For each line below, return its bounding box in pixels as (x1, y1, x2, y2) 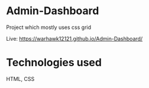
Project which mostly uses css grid (6, 24, 92, 31)
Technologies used (6, 56, 102, 69)
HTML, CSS (6, 75, 35, 82)
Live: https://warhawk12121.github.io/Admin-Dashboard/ (6, 35, 143, 42)
